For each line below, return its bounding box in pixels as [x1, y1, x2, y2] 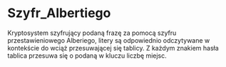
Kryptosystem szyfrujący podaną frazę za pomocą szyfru [7, 29, 177, 37]
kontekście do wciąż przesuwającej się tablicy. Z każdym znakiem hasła [7, 43, 219, 52]
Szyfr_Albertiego [7, 5, 111, 21]
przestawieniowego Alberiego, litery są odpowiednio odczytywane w [7, 36, 210, 44]
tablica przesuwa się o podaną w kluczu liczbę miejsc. [7, 51, 168, 60]
